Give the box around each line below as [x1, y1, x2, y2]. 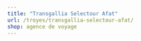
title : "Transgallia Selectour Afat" [7, 10, 118, 17]
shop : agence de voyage [7, 23, 78, 30]
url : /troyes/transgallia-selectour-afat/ [7, 17, 134, 24]
